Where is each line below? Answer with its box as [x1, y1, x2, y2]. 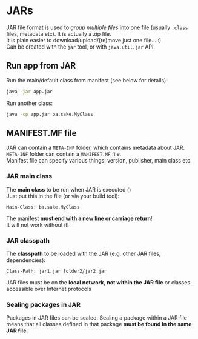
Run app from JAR [6, 61, 76, 71]
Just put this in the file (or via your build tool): [6, 192, 120, 200]
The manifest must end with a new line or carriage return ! [6, 215, 153, 222]
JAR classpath [6, 236, 50, 244]
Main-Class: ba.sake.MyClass [6, 204, 80, 210]
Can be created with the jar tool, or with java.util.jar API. [6, 43, 156, 50]
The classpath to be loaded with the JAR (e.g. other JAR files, [6, 250, 161, 257]
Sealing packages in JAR [6, 300, 81, 309]
